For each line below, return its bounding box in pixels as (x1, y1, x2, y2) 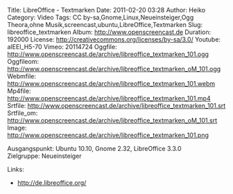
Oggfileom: (7, 58, 40, 65)
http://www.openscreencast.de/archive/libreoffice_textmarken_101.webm (7, 80, 216, 87)
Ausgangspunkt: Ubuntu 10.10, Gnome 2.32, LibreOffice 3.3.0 (7, 145, 182, 152)
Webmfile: (7, 72, 37, 80)
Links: (7, 166, 24, 173)
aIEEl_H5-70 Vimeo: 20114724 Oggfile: (7, 43, 117, 51)
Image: (7, 124, 27, 132)
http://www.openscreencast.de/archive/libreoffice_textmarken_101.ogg (7, 50, 209, 58)
